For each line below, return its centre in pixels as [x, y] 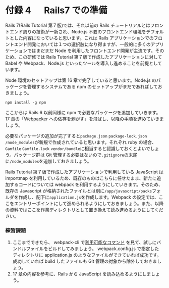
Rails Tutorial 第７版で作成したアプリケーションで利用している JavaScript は [84, 172]
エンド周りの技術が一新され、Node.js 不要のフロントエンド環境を [78, 31]
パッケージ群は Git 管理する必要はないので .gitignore [69, 155]
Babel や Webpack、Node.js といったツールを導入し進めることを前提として [84, 63]
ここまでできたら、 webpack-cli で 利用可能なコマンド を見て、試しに [84, 243]
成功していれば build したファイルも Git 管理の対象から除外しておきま [85, 261]
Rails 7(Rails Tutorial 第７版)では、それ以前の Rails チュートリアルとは [78, 25]
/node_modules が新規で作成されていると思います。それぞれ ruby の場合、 [81, 142]
